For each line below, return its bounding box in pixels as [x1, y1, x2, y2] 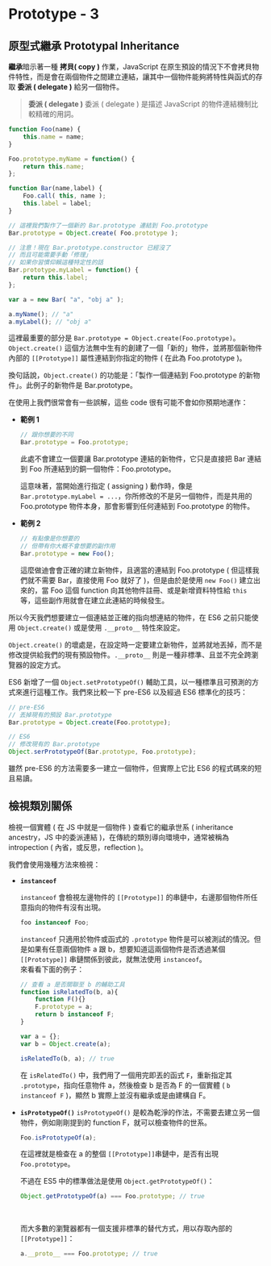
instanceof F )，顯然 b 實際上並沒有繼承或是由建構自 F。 [19, 1090, 211, 1100]
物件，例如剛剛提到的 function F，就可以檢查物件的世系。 [19, 1118, 212, 1127]
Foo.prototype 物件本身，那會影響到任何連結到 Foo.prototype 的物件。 [19, 502, 255, 511]
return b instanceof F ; [35, 1010, 115, 1018]
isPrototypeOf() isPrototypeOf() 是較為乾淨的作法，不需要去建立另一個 [19, 1107, 261, 1117]
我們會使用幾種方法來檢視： [8, 860, 101, 869]
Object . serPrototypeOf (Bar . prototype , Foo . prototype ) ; [8, 748, 197, 756]
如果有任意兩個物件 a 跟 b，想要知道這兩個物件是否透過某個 [27, 944, 226, 954]
